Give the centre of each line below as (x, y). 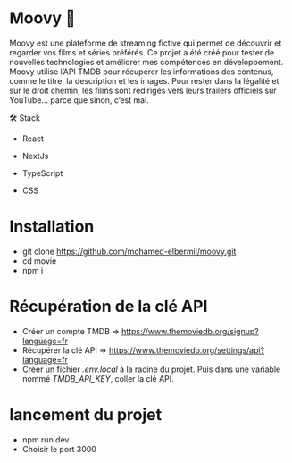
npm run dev (46, 439)
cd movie (39, 261)
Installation (52, 227)
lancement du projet (86, 415)
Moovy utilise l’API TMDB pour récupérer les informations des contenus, (142, 72)
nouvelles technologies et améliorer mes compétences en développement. (146, 62)
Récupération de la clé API (108, 307)
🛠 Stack (25, 118)
